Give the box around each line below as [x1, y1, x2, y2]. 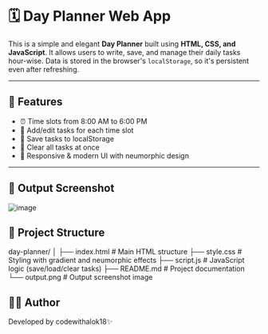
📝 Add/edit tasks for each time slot [19, 125, 134, 135]
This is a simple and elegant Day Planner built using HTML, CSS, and [8, 38, 236, 49]
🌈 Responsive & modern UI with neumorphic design [19, 150, 190, 161]
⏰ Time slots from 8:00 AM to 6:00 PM [19, 116, 148, 125]
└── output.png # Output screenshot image [8, 272, 153, 282]
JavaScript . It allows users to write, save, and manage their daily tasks [8, 47, 241, 57]
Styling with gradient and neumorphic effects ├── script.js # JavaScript [8, 256, 245, 265]
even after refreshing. [8, 64, 80, 74]
